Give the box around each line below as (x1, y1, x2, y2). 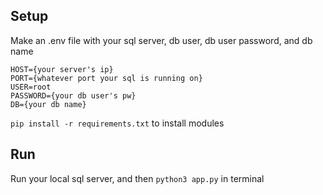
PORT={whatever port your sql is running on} (10, 73, 203, 83)
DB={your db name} (10, 99, 87, 109)
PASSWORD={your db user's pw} (10, 90, 137, 101)
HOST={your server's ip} (10, 64, 114, 74)
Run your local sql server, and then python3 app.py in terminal (10, 172, 265, 184)
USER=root (10, 82, 52, 92)
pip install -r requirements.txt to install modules (10, 117, 225, 129)
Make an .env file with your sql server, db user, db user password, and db (10, 34, 313, 46)
